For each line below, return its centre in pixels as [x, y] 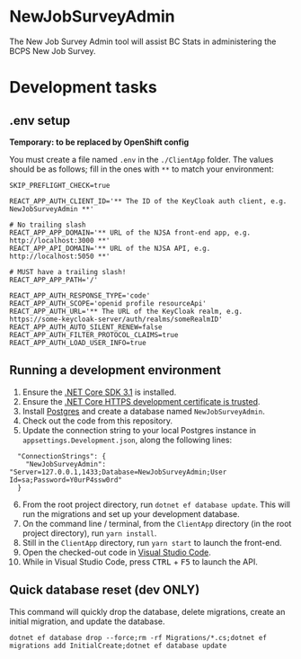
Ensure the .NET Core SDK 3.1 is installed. [99, 392]
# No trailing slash [48, 225]
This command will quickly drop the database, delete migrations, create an [147, 611]
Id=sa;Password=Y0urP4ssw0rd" [66, 480]
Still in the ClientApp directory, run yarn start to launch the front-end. [152, 542]
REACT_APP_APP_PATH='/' [54, 280]
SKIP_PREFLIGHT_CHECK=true [60, 185]
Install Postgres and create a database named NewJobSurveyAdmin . [143, 411]
